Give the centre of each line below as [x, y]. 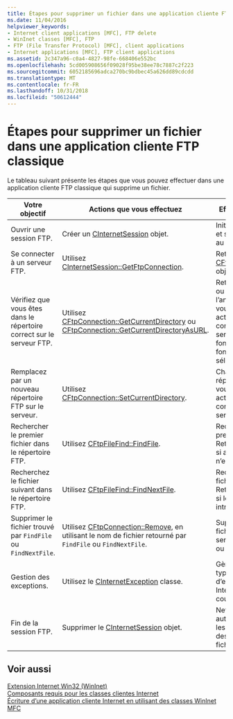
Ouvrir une [28, 229]
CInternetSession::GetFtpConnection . [123, 266]
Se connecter [33, 254]
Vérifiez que [31, 300]
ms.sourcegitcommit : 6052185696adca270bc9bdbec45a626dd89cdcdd [101, 71]
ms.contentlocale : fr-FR [43, 85]
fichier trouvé [32, 526]
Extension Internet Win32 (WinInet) [57, 686]
